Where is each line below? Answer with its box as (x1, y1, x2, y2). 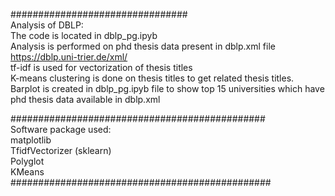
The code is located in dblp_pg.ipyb (10, 30, 158, 41)
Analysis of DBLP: (10, 19, 84, 31)
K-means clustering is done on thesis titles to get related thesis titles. (10, 72, 295, 84)
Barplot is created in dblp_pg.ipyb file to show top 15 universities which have (10, 83, 325, 94)
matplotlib (10, 134, 52, 146)
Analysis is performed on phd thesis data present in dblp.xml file (10, 40, 276, 52)
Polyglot (10, 155, 45, 167)
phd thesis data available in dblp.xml (10, 94, 161, 105)
